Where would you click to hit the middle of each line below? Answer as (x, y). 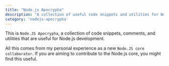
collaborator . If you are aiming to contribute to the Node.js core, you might (83, 53)
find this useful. (21, 59)
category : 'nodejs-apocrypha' (37, 19)
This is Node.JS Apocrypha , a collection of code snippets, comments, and (80, 33)
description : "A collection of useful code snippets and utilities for (82, 14)
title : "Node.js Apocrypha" (35, 10)
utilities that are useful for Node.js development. (55, 38)
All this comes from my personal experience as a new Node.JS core (75, 48)
